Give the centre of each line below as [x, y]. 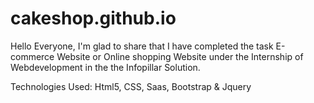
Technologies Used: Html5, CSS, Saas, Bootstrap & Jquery [131, 86]
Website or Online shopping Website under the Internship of [180, 56]
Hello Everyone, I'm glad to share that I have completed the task [142, 46]
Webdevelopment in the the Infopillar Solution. [105, 67]
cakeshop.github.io [93, 18]
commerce [32, 56]
